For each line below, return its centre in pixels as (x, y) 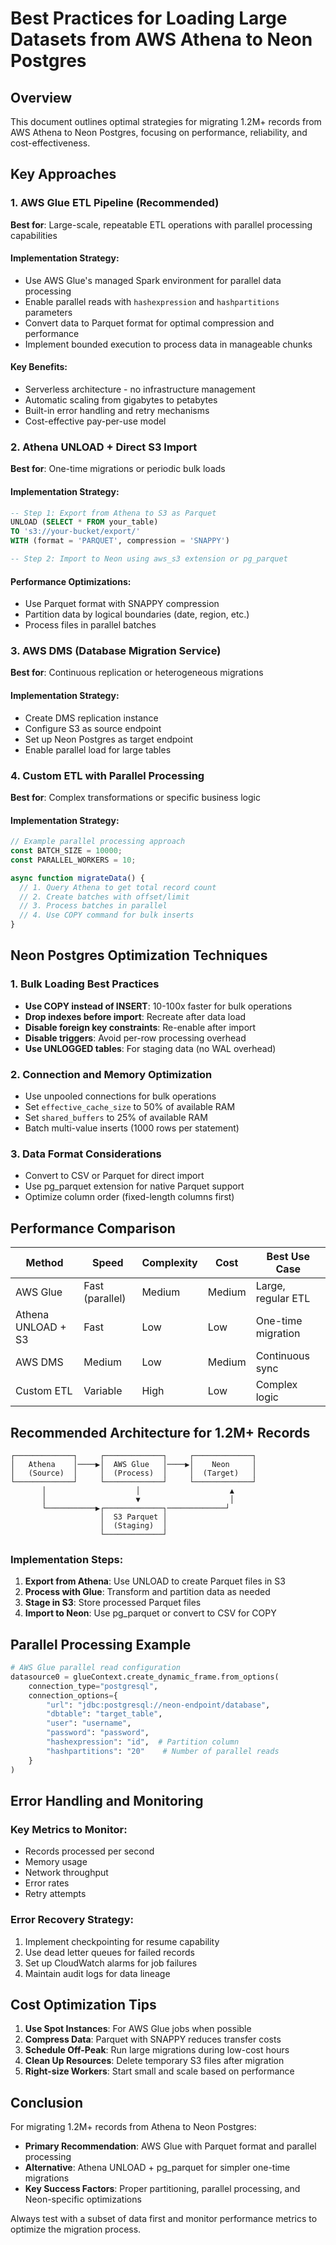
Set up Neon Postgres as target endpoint (108, 739)
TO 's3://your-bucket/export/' (75, 532)
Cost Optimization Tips (83, 2004)
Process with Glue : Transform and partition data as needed (147, 1592)
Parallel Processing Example (101, 1644)
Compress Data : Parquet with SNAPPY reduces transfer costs (153, 2039)
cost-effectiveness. (50, 143)
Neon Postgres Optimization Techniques (139, 955)
